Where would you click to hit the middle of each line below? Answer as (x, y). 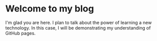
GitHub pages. (20, 33)
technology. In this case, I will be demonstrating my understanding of (78, 27)
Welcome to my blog (50, 9)
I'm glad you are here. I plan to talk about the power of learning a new (78, 22)
